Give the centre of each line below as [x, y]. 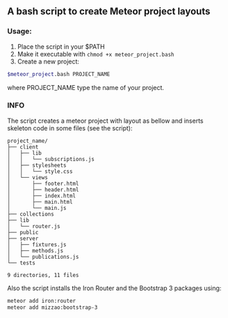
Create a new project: [48, 61]
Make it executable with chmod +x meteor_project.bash [96, 54]
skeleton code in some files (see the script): [70, 128]
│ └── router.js [34, 226]
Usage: [20, 31]
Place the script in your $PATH [61, 46]
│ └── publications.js [43, 257]
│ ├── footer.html [43, 183]
